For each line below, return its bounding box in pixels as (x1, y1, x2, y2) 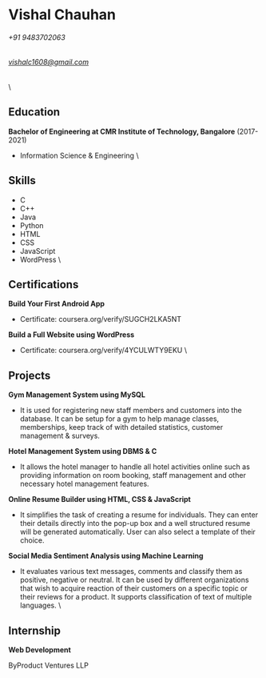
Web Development (8, 645, 72, 655)
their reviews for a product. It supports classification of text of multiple (19, 592, 252, 602)
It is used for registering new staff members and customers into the (19, 406, 242, 415)
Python (19, 220, 44, 230)
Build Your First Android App (8, 299, 105, 309)
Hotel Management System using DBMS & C (8, 447, 157, 456)
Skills (8, 174, 36, 187)
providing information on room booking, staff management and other (19, 471, 246, 480)
